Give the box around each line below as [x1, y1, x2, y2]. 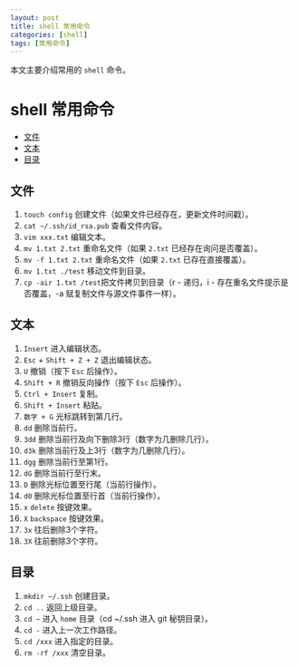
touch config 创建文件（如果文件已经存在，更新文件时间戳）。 [23, 209, 254, 219]
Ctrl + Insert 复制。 [23, 388, 103, 399]
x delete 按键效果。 [23, 501, 97, 512]
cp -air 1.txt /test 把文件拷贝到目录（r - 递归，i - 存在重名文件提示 [23, 277, 282, 287]
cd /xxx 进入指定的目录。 [23, 635, 119, 646]
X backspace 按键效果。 [23, 513, 110, 524]
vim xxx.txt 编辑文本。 [23, 232, 111, 242]
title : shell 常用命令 [10, 22, 91, 31]
